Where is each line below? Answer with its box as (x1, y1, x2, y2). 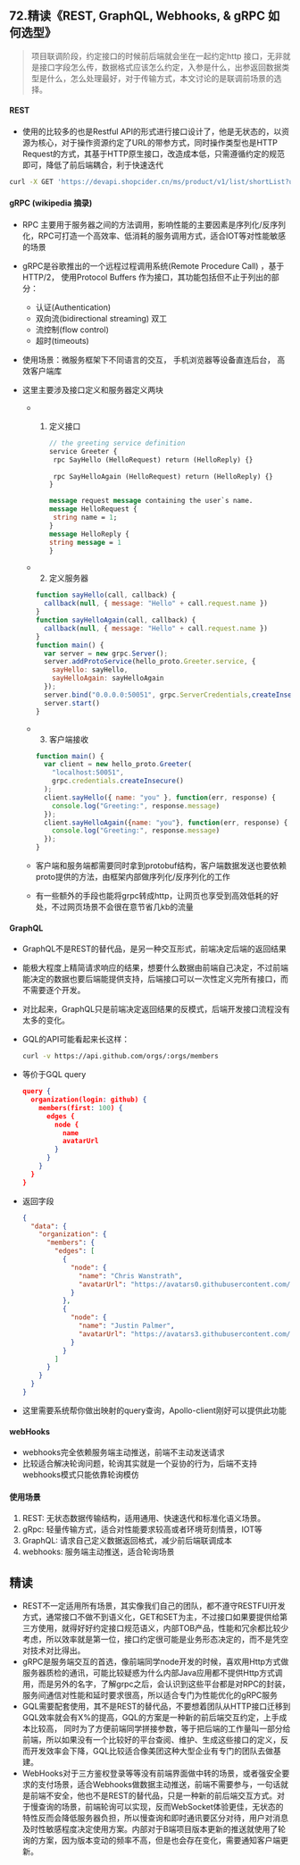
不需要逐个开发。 (21, 985, 86, 996)
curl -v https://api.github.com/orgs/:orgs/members (21, 1052, 219, 1061)
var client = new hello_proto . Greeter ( (43, 760, 192, 769)
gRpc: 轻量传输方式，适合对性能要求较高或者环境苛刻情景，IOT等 (21, 1524, 263, 1535)
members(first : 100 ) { (38, 1103, 123, 1112)
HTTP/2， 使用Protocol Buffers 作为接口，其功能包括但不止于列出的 (21, 272, 272, 283)
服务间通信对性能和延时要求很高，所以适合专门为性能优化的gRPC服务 (21, 1690, 279, 1701)
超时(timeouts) (35, 336, 89, 347)
